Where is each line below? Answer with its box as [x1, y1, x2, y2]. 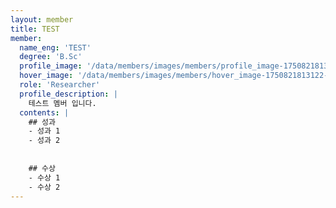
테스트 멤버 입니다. [28, 98, 97, 108]
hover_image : [19, 71, 74, 81]
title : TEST [10, 24, 60, 34]
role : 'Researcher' [19, 80, 101, 90]
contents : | [19, 107, 70, 118]
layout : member [10, 14, 74, 25]
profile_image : [19, 61, 83, 71]
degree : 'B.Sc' [19, 52, 83, 62]
